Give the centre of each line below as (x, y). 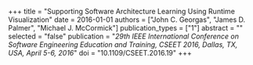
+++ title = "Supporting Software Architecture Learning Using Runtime (121, 11)
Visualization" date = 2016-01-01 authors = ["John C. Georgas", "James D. (127, 20)
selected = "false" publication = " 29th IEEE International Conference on (124, 36)
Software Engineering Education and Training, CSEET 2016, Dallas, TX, (123, 45)
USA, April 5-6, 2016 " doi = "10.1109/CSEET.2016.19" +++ (100, 53)
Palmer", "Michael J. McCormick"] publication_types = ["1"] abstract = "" (125, 28)
